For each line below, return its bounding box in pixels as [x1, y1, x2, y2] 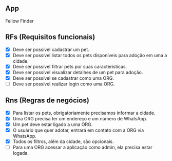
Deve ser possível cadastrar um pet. [12, 46, 90, 52]
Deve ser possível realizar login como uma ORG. [12, 81, 115, 87]
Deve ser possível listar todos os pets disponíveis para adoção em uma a [12, 52, 167, 58]
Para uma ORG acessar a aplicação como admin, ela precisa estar [12, 144, 152, 151]
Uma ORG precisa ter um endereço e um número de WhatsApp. [12, 115, 147, 121]
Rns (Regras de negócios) [5, 96, 90, 105]
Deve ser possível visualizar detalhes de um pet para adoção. [12, 69, 143, 75]
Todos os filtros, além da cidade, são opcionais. [12, 138, 114, 145]
